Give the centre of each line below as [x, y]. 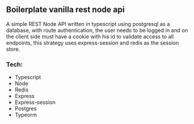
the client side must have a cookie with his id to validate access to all [90, 36]
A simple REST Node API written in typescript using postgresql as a [88, 24]
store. [13, 49]
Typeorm [26, 115]
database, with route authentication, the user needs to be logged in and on [97, 30]
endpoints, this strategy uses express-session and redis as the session [93, 43]
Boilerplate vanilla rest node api [66, 10]
